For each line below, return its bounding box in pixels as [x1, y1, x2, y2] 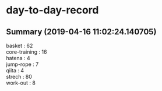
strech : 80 [6, 73, 32, 80]
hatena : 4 [6, 55, 30, 61]
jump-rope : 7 [6, 61, 39, 68]
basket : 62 [6, 42, 33, 49]
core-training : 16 [6, 48, 47, 55]
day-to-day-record [6, 3, 99, 17]
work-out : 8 [6, 79, 36, 86]
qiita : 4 [6, 67, 24, 73]
